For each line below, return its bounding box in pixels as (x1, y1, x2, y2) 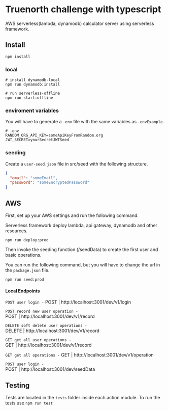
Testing (5, 381, 30, 390)
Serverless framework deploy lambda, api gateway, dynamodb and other (5, 222, 158, 228)
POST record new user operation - (5, 309, 79, 314)
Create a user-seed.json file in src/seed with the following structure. (5, 160, 148, 167)
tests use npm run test (5, 400, 53, 406)
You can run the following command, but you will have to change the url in (5, 261, 160, 268)
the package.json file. (5, 267, 50, 273)
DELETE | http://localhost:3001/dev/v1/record (5, 327, 100, 334)
